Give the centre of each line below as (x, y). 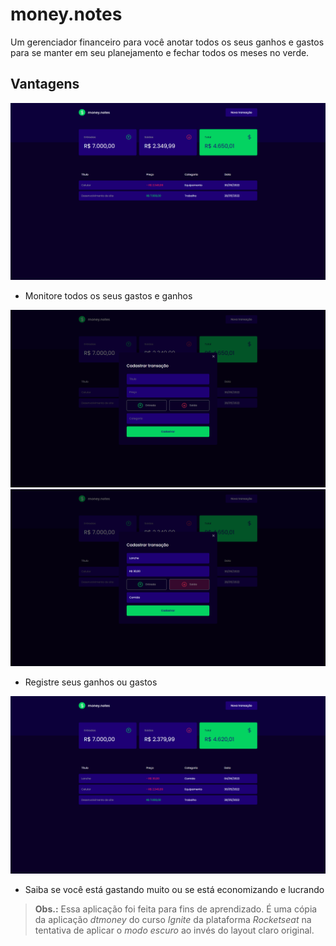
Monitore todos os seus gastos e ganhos (108, 296)
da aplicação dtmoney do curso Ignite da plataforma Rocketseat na (173, 919)
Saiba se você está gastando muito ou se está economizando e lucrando (174, 889)
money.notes (66, 14)
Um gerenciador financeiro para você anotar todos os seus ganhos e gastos (167, 42)
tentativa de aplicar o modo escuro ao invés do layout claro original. (174, 930)
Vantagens (45, 84)
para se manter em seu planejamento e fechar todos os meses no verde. (160, 52)
